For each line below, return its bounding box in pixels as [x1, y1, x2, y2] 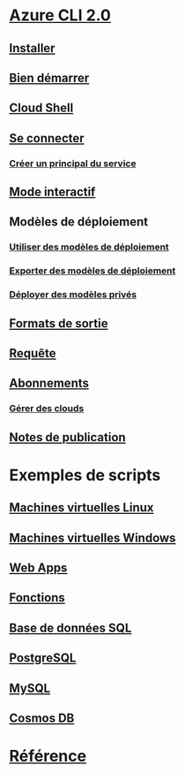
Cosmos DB [9, 711, 75, 726]
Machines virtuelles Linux [9, 501, 154, 516]
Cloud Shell [9, 101, 74, 116]
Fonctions [9, 590, 66, 606]
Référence [9, 746, 86, 766]
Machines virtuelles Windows [9, 530, 176, 545]
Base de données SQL [9, 620, 132, 635]
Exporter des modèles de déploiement [9, 264, 176, 277]
